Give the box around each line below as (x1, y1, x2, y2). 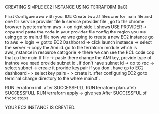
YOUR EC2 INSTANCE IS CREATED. (5, 104, 76, 110)
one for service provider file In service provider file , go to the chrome (5, 19, 144, 24)
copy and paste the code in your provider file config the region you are (5, 29, 146, 34)
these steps (5, 95, 29, 101)
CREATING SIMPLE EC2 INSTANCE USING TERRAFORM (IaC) (5, 4, 127, 10)
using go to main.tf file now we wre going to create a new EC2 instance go (5, 34, 154, 40)
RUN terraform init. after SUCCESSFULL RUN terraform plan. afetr (5, 85, 137, 90)
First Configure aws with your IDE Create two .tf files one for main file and (5, 14, 153, 19)
